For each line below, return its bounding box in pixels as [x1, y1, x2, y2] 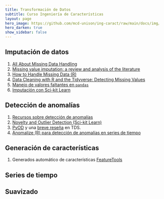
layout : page [5, 16, 32, 21]
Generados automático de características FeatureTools [12, 157, 123, 163]
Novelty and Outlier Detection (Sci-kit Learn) [12, 119, 102, 125]
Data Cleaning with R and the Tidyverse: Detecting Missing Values [12, 76, 145, 82]
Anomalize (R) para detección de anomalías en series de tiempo [12, 130, 141, 135]
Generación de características [5, 144, 99, 152]
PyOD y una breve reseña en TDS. [12, 124, 82, 130]
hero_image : [5, 21, 29, 26]
